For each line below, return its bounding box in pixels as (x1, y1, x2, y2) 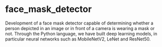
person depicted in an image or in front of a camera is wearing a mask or (5, 25, 155, 31)
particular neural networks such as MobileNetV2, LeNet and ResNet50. (5, 36, 151, 42)
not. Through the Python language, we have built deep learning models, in (5, 30, 158, 36)
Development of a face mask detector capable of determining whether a (5, 20, 154, 26)
